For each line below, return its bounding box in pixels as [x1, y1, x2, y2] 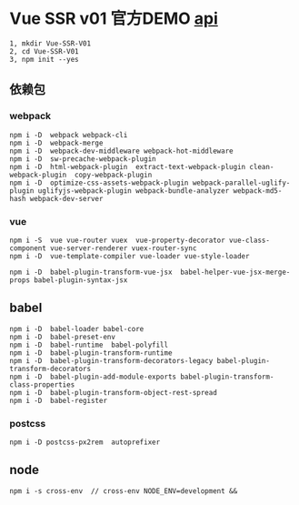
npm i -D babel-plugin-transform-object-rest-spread [9, 388, 218, 397]
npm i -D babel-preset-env [9, 332, 116, 341]
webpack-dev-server [29, 194, 104, 203]
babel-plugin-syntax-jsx [33, 275, 128, 285]
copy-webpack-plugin [74, 170, 153, 179]
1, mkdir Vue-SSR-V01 [9, 38, 92, 48]
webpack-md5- [233, 186, 283, 196]
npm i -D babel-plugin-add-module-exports [9, 372, 177, 381]
